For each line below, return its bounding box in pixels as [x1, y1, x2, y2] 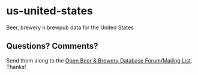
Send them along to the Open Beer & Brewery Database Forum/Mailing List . [6, 57, 193, 64]
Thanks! [6, 63, 26, 70]
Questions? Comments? [6, 41, 98, 51]
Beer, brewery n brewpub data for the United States [6, 24, 134, 31]
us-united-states [6, 4, 93, 18]
